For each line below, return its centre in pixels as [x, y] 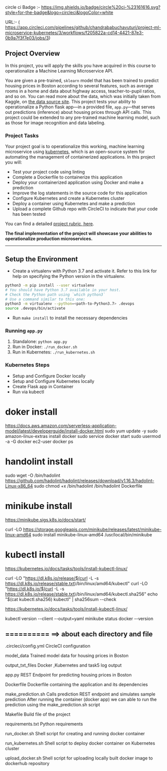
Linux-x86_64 [19, 486]
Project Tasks [22, 135]
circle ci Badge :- [23, 7]
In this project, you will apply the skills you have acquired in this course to [81, 65]
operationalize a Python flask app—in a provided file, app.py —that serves [80, 107]
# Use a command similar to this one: [45, 299]
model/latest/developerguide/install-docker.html [54, 431]
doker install [31, 412]
